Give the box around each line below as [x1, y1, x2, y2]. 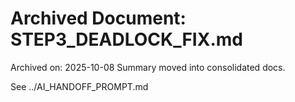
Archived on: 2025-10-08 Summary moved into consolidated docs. [10, 61, 286, 73]
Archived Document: [10, 7, 187, 30]
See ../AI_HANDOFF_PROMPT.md [10, 80, 149, 92]
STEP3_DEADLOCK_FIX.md [10, 28, 243, 51]
